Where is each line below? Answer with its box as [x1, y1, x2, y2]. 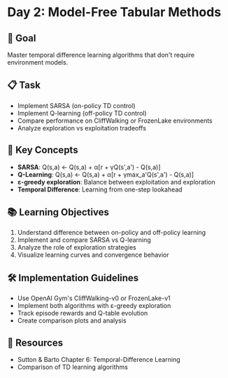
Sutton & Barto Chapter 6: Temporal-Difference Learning [17, 356, 180, 364]
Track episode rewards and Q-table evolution [17, 309, 148, 318]
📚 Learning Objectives [7, 206, 110, 218]
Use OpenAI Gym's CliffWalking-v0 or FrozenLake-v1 [17, 294, 171, 302]
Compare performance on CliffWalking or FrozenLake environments [17, 116, 213, 125]
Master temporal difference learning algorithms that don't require [7, 50, 194, 59]
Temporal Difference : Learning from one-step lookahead [17, 185, 183, 194]
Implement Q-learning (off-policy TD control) [17, 109, 147, 117]
